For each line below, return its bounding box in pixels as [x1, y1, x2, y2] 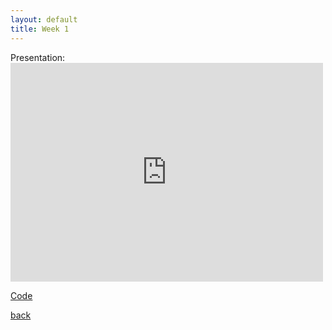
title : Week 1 [10, 24, 70, 34]
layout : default [10, 14, 78, 25]
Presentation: [10, 51, 66, 63]
